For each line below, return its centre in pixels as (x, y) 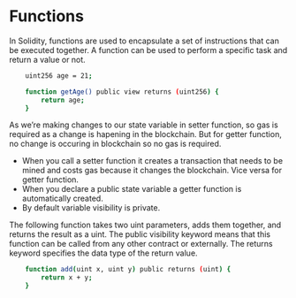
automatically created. (62, 199)
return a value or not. (47, 59)
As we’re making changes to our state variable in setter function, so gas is (144, 125)
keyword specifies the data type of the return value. (103, 253)
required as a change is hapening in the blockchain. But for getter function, (146, 134)
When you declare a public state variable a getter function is (132, 189)
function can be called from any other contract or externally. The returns (141, 244)
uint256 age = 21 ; (59, 76)
